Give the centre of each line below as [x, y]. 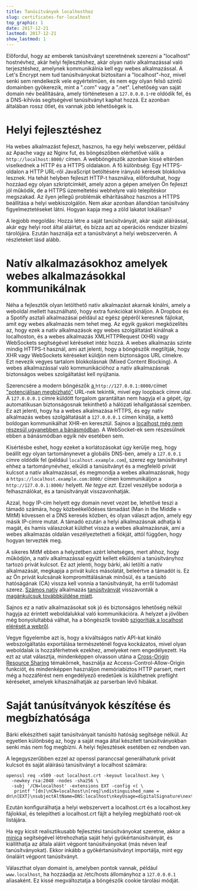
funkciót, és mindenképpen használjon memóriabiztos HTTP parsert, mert [96, 669]
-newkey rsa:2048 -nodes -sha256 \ [55, 781]
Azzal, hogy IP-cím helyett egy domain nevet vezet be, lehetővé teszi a [92, 503]
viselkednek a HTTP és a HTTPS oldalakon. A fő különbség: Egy [84, 165]
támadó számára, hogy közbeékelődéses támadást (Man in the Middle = [94, 509]
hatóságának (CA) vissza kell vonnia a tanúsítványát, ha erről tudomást [92, 583]
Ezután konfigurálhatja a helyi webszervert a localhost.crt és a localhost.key [98, 807]
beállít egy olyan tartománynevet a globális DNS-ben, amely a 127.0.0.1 [94, 454]
